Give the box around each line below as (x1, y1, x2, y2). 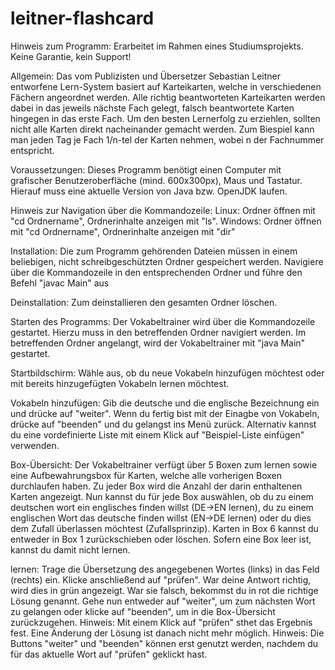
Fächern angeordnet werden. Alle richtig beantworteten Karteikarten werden (10, 91, 326, 103)
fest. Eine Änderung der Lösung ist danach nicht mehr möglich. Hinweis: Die (10, 627, 325, 639)
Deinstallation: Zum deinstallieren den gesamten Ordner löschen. (10, 296, 278, 308)
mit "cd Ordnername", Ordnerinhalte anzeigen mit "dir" (10, 225, 236, 237)
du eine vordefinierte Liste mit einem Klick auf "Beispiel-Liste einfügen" (10, 428, 305, 441)
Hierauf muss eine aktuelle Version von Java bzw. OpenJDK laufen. (10, 185, 288, 197)
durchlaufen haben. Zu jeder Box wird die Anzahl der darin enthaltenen (10, 480, 303, 492)
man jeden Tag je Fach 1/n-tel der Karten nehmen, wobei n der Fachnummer (10, 133, 325, 146)
